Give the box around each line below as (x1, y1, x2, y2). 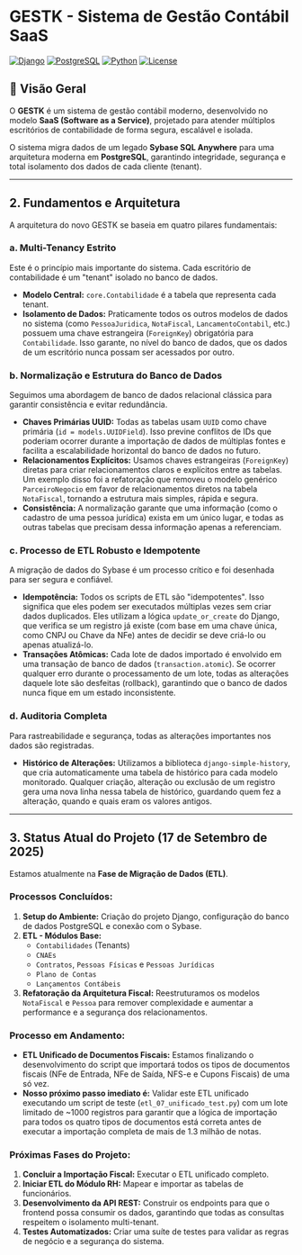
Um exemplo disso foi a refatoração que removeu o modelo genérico (22, 474, 278, 485)
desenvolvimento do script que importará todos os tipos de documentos (22, 1060, 290, 1070)
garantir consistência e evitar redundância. (9, 399, 168, 411)
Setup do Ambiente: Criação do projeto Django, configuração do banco (22, 911, 289, 922)
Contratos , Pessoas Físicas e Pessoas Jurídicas (35, 959, 216, 970)
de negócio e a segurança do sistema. (22, 1236, 164, 1247)
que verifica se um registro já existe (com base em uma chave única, (22, 620, 278, 631)
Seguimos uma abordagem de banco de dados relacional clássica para (9, 390, 272, 401)
